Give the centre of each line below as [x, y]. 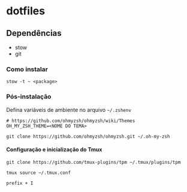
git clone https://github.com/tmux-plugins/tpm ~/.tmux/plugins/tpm [93, 162]
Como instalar [27, 69]
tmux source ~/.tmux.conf [38, 173]
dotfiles [26, 11]
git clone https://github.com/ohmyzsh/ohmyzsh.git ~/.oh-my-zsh [88, 136]
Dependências [34, 33]
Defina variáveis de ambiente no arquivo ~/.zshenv [69, 109]
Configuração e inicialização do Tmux [54, 150]
